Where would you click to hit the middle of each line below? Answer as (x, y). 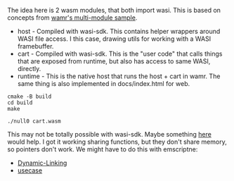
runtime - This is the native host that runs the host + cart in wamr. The (119, 76)
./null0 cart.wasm (34, 121)
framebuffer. (35, 46)
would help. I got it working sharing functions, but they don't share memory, (117, 142)
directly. (29, 69)
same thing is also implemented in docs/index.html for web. (104, 83)
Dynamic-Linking (42, 163)
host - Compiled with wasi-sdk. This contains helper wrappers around (119, 31)
